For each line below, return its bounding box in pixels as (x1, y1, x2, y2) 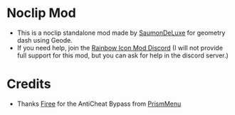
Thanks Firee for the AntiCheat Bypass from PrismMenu (16, 99, 182, 108)
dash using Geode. (16, 35, 73, 44)
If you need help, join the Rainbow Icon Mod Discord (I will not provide (16, 43, 224, 52)
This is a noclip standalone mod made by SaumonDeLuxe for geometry (16, 28, 226, 37)
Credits (6, 76, 51, 92)
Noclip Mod (6, 5, 76, 21)
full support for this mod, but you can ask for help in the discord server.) (16, 51, 229, 60)
